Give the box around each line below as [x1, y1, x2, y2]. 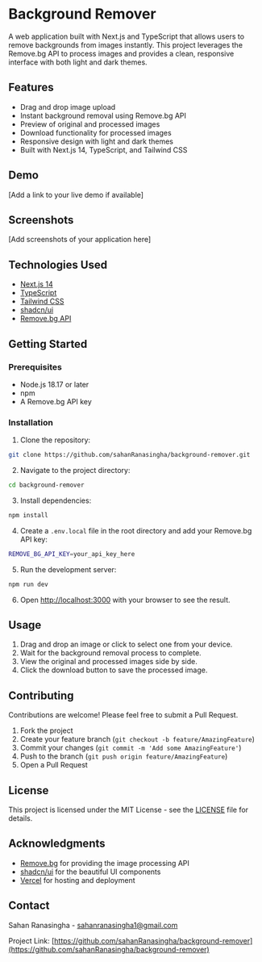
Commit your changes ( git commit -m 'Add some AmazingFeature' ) [19, 743, 242, 753]
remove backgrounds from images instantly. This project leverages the [8, 40, 243, 49]
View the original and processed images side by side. [19, 657, 198, 667]
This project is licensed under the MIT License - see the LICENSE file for [8, 805, 248, 814]
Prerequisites [8, 361, 62, 372]
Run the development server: [19, 564, 117, 574]
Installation [8, 416, 54, 428]
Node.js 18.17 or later [19, 379, 89, 389]
